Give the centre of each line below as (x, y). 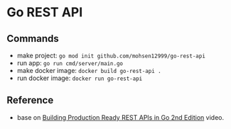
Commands (33, 39)
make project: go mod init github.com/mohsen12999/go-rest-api (111, 55)
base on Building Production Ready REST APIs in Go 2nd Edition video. (120, 117)
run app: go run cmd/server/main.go (70, 63)
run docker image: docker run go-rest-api (80, 78)
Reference (30, 100)
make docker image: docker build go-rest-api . (89, 71)
